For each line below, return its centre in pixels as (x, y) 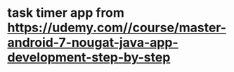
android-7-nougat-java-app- (93, 43)
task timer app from (66, 13)
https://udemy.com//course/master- (117, 28)
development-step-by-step (89, 58)
